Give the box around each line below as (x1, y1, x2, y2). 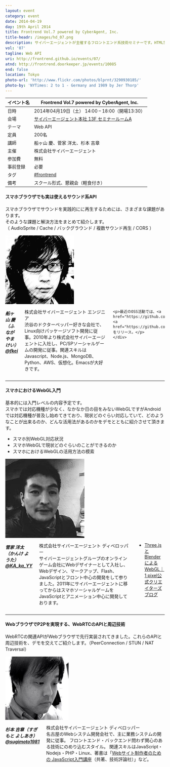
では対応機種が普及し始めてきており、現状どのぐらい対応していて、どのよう (5, 412, 164, 418)
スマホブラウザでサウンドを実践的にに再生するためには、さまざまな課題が (5, 206, 160, 212)
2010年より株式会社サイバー (33, 334, 93, 340)
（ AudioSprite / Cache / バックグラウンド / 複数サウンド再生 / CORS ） (5, 225, 154, 231)
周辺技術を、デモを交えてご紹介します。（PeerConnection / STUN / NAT (5, 639, 154, 645)
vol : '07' (5, 46, 26, 51)
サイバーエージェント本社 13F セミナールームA (34, 115, 132, 122)
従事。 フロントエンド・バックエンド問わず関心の (55, 737, 158, 743)
